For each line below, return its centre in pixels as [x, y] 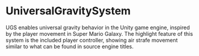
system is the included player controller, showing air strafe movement [92, 40]
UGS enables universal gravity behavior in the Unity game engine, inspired [98, 27]
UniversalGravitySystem [68, 11]
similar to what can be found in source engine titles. [69, 46]
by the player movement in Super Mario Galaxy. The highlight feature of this [99, 33]
